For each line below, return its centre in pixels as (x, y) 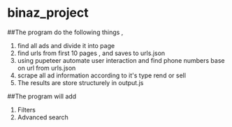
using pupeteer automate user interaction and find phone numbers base (121, 60)
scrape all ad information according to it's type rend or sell (102, 75)
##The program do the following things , (65, 32)
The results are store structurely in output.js (80, 82)
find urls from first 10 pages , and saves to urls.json (91, 53)
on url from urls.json (46, 68)
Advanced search (43, 117)
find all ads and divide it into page (66, 45)
